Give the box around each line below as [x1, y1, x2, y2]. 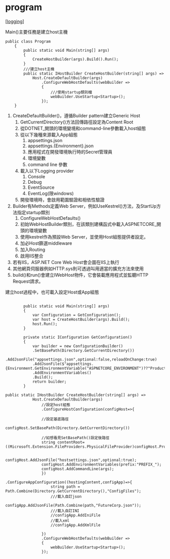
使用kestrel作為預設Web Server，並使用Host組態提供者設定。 [20, 234, 148, 240]
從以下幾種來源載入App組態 [20, 131, 78, 138]
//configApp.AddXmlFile [50, 522, 101, 528]
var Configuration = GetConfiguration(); [32, 312, 121, 317]
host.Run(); [32, 321, 58, 326]
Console [27, 173, 46, 179]
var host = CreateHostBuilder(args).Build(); [32, 317, 130, 322]
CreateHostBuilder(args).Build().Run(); [32, 56, 119, 62]
